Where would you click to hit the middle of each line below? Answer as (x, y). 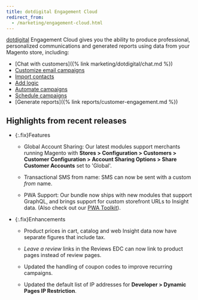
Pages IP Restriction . (50, 291)
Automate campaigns (41, 89)
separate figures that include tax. (65, 237)
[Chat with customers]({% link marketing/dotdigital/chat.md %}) (94, 64)
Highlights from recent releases (66, 121)
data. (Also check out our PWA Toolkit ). (72, 208)
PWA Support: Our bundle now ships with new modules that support (108, 195)
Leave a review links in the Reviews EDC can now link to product (103, 249)
